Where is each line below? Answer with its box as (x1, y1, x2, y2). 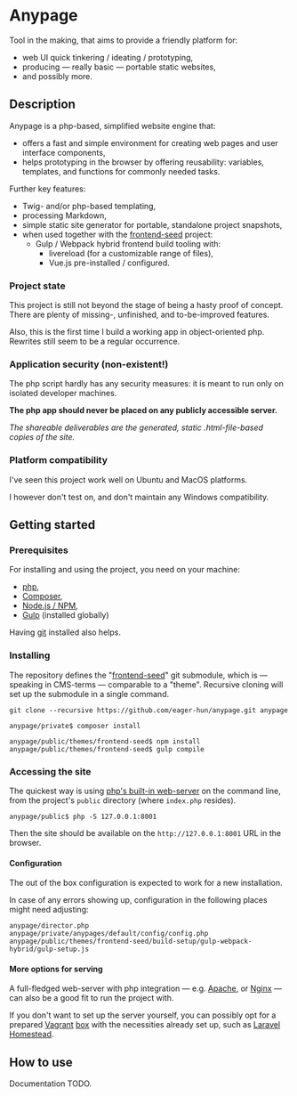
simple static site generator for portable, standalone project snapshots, (21, 219, 283, 230)
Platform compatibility (9, 454, 108, 467)
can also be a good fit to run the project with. (9, 993, 174, 1003)
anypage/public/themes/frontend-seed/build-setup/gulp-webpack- (9, 937, 253, 946)
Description (9, 97, 76, 112)
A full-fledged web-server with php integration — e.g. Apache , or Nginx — (9, 983, 283, 994)
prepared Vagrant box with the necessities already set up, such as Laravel (9, 1019, 281, 1030)
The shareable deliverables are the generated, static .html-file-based (9, 422, 264, 433)
